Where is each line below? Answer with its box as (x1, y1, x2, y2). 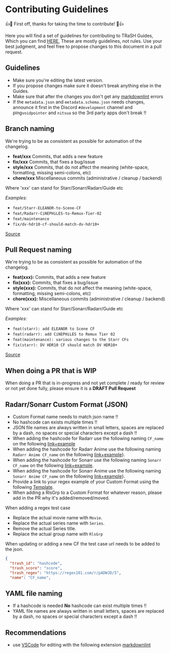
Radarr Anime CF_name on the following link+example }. (12, 452, 125, 457)
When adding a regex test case (5, 505, 71, 511)
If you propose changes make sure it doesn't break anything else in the (12, 83, 161, 89)
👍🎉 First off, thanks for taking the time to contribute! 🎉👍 (5, 20, 124, 27)
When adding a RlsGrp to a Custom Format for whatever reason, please (12, 489, 162, 495)
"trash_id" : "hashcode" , (10, 561, 62, 566)
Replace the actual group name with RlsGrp (12, 531, 103, 537)
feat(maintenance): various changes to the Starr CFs (12, 337, 129, 343)
